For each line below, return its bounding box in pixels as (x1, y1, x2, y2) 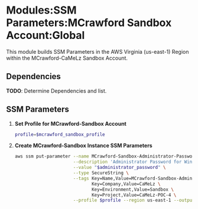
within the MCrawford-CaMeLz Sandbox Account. (6, 54, 128, 61)
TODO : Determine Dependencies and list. (6, 87, 107, 94)
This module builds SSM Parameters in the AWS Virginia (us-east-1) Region (6, 48, 189, 55)
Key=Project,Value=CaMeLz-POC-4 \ (91, 192, 177, 198)
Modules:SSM (6, 4, 77, 17)
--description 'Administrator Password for (73, 159, 182, 165)
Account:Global (6, 29, 85, 42)
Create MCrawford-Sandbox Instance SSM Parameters (14, 142, 152, 149)
